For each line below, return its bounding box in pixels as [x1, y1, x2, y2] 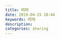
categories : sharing [5, 26, 49, 31]
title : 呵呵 [5, 7, 29, 13]
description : [5, 21, 33, 27]
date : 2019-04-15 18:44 [5, 12, 55, 17]
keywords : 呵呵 [5, 17, 36, 22]
